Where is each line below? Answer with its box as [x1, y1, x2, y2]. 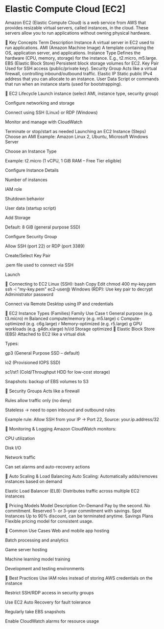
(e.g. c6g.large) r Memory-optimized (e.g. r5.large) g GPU [26, 320, 142, 326]
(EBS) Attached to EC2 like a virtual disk [5, 331, 86, 337]
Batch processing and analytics [5, 537, 69, 543]
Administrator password [5, 291, 54, 297]
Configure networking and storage [5, 100, 75, 106]
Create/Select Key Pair [5, 252, 51, 258]
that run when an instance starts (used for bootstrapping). [5, 81, 122, 87]
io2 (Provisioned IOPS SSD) [5, 359, 61, 365]
